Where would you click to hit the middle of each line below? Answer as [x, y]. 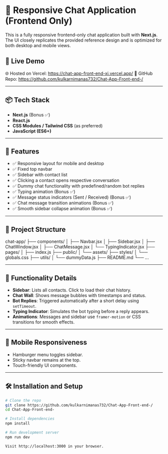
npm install [17, 423]
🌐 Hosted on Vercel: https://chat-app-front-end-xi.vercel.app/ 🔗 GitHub [79, 73]
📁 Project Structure [35, 230]
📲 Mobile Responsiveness [46, 342]
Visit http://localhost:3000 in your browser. [54, 446]
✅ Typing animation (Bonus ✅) [44, 192]
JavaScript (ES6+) [32, 131]
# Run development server [32, 432]
